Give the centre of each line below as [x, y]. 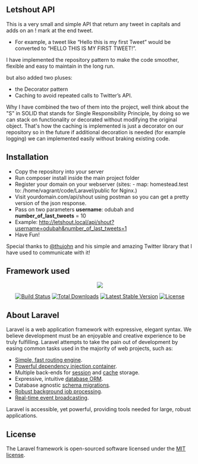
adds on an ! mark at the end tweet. [50, 30]
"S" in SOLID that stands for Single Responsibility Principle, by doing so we [98, 113]
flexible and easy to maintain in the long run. [60, 66]
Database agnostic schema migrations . [63, 385]
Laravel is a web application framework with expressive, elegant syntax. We [99, 330]
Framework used [38, 271]
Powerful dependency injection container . [66, 366]
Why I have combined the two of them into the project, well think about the [98, 107]
